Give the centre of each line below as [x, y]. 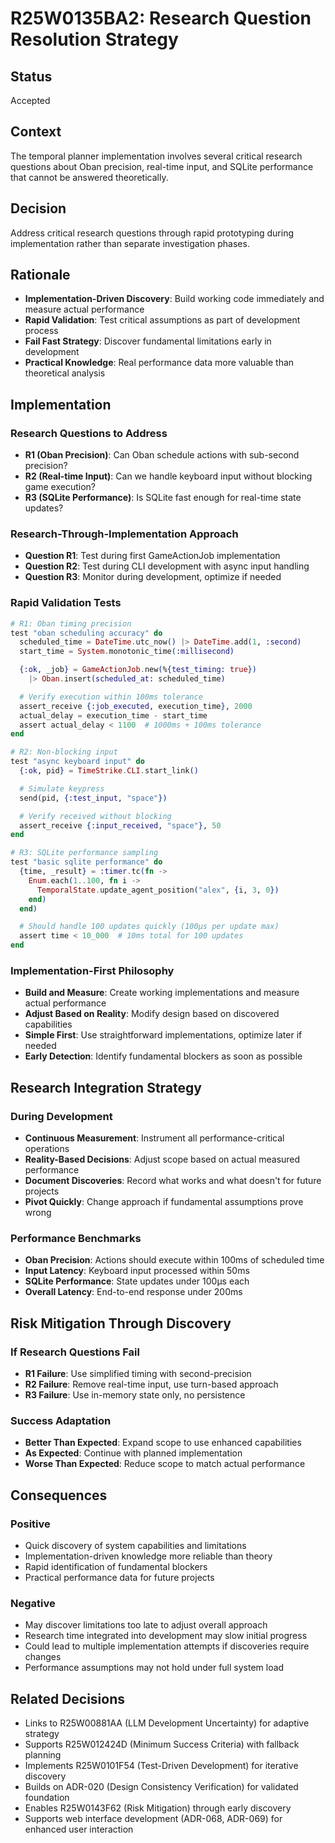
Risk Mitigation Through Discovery [121, 1323]
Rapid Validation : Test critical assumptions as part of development [162, 320]
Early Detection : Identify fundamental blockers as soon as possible [163, 1056]
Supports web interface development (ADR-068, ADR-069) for [153, 1819]
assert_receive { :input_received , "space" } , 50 [120, 825]
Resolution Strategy [94, 39]
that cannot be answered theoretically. [89, 177]
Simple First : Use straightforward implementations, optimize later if [163, 1035]
